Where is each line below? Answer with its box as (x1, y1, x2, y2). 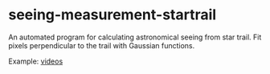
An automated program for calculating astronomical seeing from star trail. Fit (8, 32, 262, 42)
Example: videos (8, 56, 63, 66)
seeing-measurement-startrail (8, 6, 217, 24)
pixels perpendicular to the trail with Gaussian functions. (8, 40, 195, 50)
